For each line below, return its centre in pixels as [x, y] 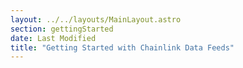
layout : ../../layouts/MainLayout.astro [96, 19]
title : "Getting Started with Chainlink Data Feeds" [122, 47]
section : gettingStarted [62, 29]
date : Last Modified [53, 38]
